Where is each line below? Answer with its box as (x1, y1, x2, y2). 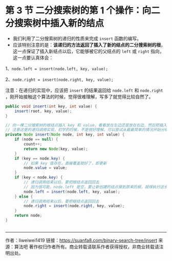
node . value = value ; (24, 165, 68, 170)
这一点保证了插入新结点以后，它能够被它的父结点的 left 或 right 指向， (12, 48, 164, 54)
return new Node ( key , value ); (24, 146, 88, 151)
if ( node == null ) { (14, 137, 58, 142)
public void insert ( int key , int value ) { (5, 103, 97, 109)
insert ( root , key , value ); (14, 108, 72, 114)
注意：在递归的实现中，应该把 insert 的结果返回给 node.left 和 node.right (5, 87, 163, 93)
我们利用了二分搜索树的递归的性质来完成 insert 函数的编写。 (12, 35, 142, 41)
